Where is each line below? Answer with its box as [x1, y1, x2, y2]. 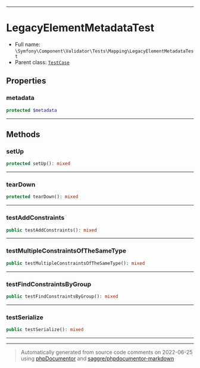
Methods [6, 129, 40, 139]
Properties [6, 76, 46, 86]
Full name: [14, 40, 40, 48]
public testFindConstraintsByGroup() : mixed [6, 293, 118, 300]
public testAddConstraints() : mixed [6, 227, 97, 233]
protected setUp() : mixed [6, 161, 70, 167]
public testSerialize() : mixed [6, 327, 84, 333]
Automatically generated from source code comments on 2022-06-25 [20, 348, 193, 355]
